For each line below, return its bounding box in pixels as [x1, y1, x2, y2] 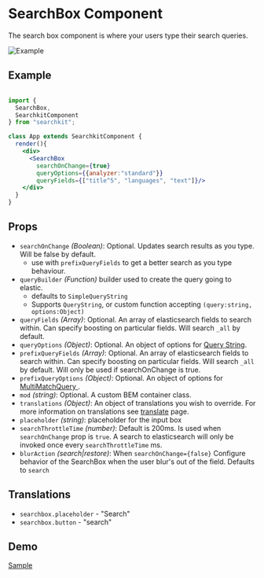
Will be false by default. [19, 249, 97, 259]
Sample [8, 561, 33, 570]
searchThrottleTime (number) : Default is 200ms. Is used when [19, 423, 222, 433]
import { [8, 96, 37, 105]
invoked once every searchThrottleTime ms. [19, 440, 163, 449]
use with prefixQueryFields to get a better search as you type [31, 257, 233, 267]
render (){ [15, 140, 47, 148]
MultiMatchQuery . [19, 381, 81, 391]
